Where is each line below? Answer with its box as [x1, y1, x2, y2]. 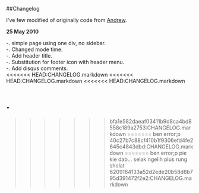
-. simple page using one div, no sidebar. [6, 40, 106, 46]
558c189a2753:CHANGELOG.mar [109, 124, 191, 131]
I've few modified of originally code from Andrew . [6, 17, 127, 23]
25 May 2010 [6, 28, 39, 35]
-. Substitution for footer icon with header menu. [6, 59, 125, 65]
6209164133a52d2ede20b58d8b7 [109, 168, 193, 175]
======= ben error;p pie [124, 149, 187, 156]
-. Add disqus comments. [6, 65, 68, 72]
